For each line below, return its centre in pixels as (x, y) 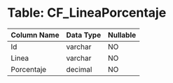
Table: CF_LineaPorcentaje (87, 13)
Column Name (35, 35)
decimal (79, 69)
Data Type (84, 35)
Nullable (122, 35)
